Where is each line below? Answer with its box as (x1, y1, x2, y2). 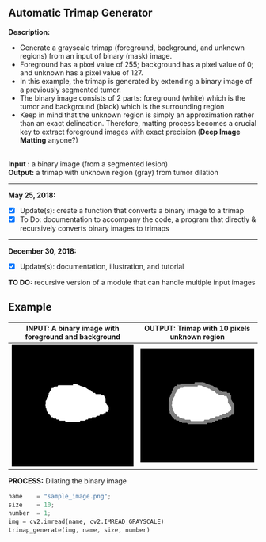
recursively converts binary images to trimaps (19, 223, 170, 233)
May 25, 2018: (8, 190, 56, 200)
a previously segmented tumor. (19, 85, 121, 94)
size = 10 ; (8, 501, 55, 509)
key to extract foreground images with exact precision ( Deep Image (19, 127, 241, 136)
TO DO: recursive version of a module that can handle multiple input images (8, 277, 256, 287)
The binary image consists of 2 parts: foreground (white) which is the (19, 93, 246, 102)
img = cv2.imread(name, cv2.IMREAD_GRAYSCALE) (8, 517, 165, 525)
